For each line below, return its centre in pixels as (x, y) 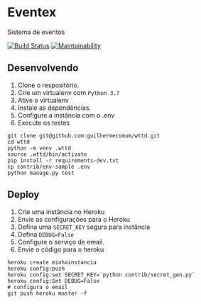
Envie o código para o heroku (61, 249)
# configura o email (38, 287)
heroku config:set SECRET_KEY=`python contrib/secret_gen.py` (101, 275)
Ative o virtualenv (43, 100)
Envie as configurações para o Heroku (74, 219)
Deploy (23, 195)
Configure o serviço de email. (61, 242)
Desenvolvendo (43, 68)
